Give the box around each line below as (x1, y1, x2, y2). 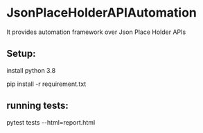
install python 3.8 (6, 66, 56, 74)
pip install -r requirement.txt (6, 80, 87, 88)
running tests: (6, 100, 69, 112)
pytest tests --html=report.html (6, 118, 96, 126)
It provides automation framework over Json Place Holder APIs (6, 28, 186, 36)
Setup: (6, 48, 36, 60)
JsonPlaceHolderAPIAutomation (6, 5, 197, 21)
